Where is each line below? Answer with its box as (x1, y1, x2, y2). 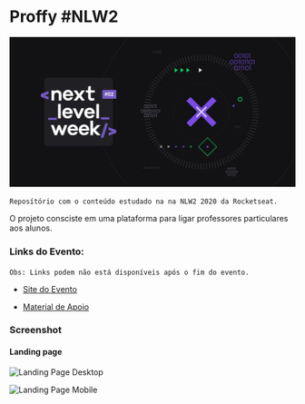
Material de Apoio (22, 301, 89, 312)
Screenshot (9, 324, 62, 337)
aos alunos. (9, 222, 53, 233)
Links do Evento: (9, 245, 84, 258)
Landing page (9, 347, 63, 358)
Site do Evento (22, 283, 77, 294)
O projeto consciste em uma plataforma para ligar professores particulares (9, 213, 289, 224)
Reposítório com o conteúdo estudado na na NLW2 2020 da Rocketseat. (9, 197, 279, 206)
